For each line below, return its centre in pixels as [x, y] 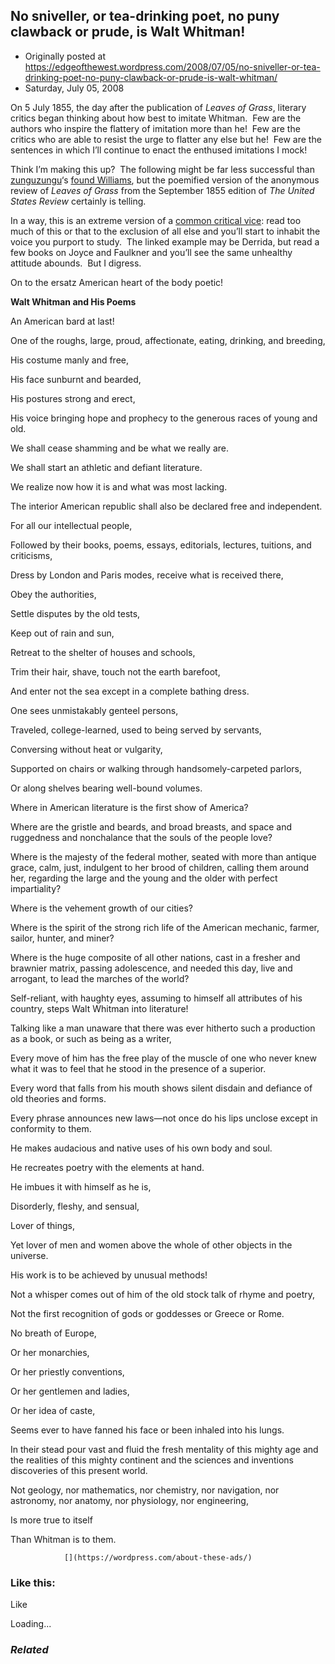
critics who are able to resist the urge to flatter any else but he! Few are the [166, 139]
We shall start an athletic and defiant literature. [106, 467]
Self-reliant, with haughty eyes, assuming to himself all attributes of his [156, 998]
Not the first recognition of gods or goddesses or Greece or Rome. [147, 1313]
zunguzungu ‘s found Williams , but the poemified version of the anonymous [165, 180]
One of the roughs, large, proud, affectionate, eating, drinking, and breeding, [168, 340]
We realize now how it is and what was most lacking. [119, 486]
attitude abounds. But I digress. [76, 263]
